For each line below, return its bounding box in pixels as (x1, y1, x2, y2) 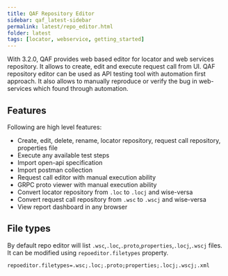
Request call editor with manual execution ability (17, 173, 156, 181)
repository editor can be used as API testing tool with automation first (7, 70, 206, 78)
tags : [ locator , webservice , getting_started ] (7, 36, 145, 43)
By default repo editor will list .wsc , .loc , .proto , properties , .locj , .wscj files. (7, 241, 222, 250)
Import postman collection (17, 166, 93, 174)
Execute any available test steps (17, 150, 110, 159)
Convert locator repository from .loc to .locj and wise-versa (17, 188, 193, 196)
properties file (17, 144, 58, 152)
